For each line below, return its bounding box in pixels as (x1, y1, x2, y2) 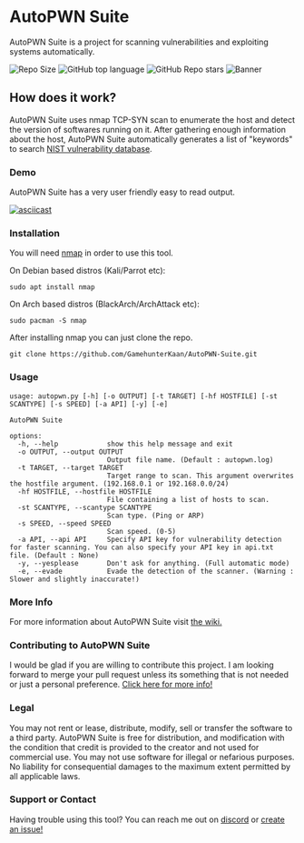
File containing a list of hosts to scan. (106, 495, 270, 504)
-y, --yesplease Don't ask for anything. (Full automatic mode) (17, 558, 290, 567)
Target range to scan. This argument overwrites (106, 471, 295, 480)
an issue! (9, 823, 44, 834)
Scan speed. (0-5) (106, 527, 177, 536)
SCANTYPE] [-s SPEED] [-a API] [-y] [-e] (9, 399, 169, 408)
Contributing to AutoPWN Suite (9, 638, 151, 651)
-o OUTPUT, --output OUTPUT (17, 447, 124, 457)
